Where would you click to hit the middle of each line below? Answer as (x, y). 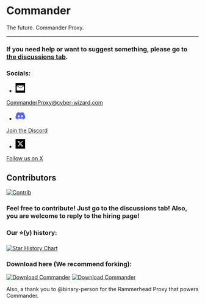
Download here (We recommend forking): (69, 264)
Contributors (31, 178)
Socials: (19, 73)
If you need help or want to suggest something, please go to (97, 49)
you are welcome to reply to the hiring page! (73, 216)
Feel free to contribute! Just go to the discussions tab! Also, (97, 208)
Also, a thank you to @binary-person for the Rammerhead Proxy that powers (103, 289)
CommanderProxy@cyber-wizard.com (55, 103)
